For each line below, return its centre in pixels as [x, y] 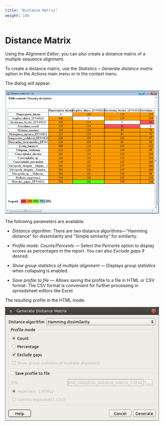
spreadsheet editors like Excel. [43, 291]
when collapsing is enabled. [40, 271]
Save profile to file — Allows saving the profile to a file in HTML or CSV [83, 280]
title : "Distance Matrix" [31, 10]
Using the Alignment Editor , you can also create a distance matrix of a [75, 54]
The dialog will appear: [28, 83]
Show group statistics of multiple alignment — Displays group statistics [84, 266]
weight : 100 [17, 15]
